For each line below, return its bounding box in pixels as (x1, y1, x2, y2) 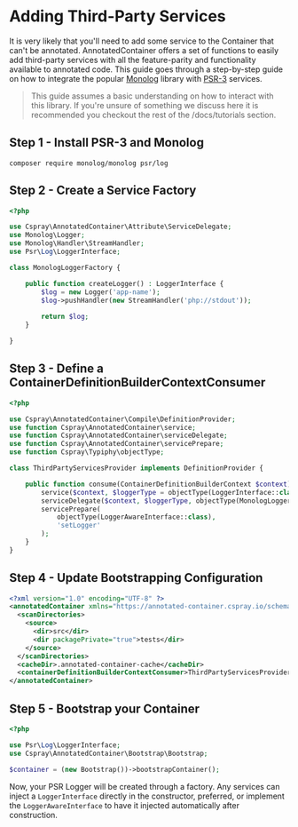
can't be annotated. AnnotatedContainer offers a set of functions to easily (9, 44, 279, 55)
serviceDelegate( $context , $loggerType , (41, 496, 192, 505)
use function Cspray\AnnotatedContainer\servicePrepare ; (9, 440, 224, 449)
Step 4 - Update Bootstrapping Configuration (9, 570, 263, 585)
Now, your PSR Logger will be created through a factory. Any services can (9, 781, 280, 791)
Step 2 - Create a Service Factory (9, 183, 197, 198)
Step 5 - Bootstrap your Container (9, 701, 200, 716)
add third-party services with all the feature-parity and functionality (9, 54, 256, 65)
